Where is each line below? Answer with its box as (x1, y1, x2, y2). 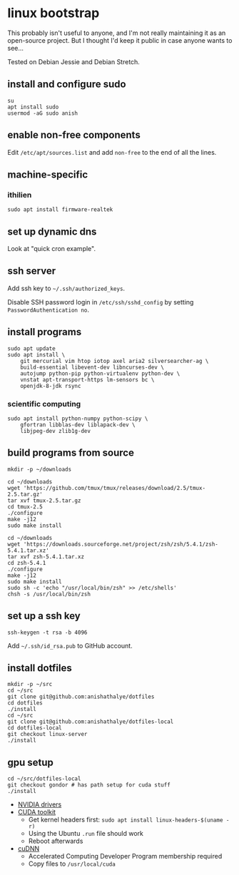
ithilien (7, 190, 32, 200)
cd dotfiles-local (7, 725, 62, 732)
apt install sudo (7, 103, 59, 111)
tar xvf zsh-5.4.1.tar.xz (7, 553, 84, 561)
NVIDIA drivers (17, 800, 62, 809)
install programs (7, 326, 82, 338)
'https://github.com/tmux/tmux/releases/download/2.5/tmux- (23, 484, 205, 491)
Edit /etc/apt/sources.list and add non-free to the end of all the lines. (7, 148, 217, 156)
